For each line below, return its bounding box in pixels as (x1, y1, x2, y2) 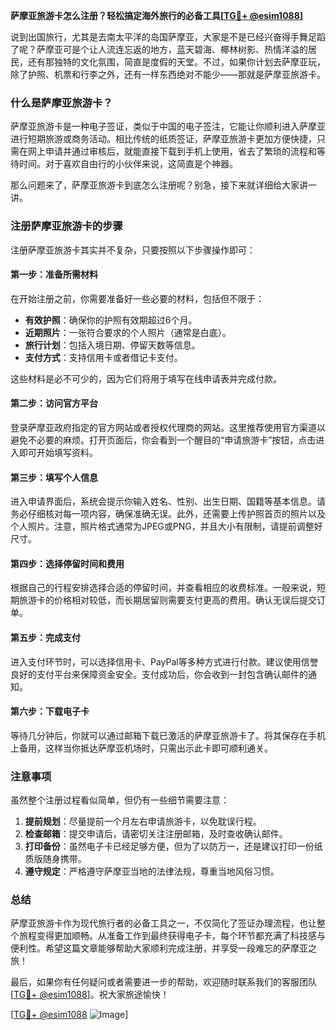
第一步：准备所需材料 (10, 269, 98, 281)
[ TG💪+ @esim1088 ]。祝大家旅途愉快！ (10, 989, 170, 1001)
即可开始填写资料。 (18, 447, 98, 458)
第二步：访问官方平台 (10, 397, 98, 409)
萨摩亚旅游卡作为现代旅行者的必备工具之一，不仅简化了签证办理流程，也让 (10, 917, 317, 929)
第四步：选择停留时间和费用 (10, 557, 125, 569)
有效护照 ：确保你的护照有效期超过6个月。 (24, 314, 198, 326)
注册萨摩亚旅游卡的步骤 (10, 219, 123, 233)
